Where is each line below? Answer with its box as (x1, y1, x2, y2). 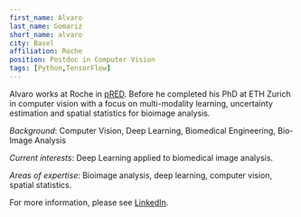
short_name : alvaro (9, 30, 83, 39)
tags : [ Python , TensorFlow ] (9, 64, 111, 73)
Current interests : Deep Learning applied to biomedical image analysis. (9, 152, 274, 163)
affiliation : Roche (9, 47, 83, 56)
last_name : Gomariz (9, 22, 83, 31)
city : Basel (9, 38, 54, 48)
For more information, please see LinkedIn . (9, 196, 169, 208)
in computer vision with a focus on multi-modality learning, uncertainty (9, 98, 274, 108)
